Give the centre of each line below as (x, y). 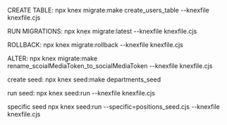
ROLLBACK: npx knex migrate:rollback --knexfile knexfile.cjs (95, 45)
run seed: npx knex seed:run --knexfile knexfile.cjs (81, 93)
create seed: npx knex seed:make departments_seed (84, 79)
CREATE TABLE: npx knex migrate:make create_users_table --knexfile (108, 10)
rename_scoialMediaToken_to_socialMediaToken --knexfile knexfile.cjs (110, 66)
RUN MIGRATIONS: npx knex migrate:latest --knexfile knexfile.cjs (102, 31)
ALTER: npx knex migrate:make (52, 58)
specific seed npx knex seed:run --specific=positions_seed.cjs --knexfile (114, 107)
